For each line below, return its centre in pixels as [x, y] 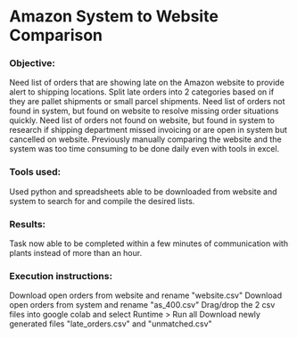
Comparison [56, 35]
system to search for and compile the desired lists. [102, 201]
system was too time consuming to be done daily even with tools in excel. [144, 149]
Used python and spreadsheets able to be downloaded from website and [144, 191]
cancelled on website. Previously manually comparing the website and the [146, 139]
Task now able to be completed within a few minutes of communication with [148, 243]
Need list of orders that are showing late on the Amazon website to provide [147, 83]
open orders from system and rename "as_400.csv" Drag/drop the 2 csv [142, 305]
